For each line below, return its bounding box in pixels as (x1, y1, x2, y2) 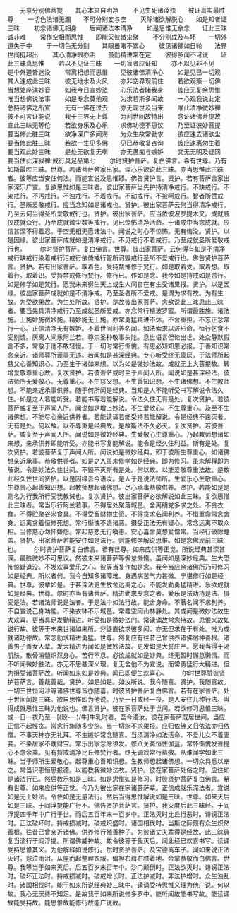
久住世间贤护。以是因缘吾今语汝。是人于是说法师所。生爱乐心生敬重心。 (19, 474, 230, 483)
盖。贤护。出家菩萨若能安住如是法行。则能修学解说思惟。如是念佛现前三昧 (7, 536, 224, 544)
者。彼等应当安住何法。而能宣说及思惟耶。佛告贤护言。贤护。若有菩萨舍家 (7, 174, 224, 182)
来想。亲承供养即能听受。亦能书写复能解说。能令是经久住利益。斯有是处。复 (7, 439, 230, 447)
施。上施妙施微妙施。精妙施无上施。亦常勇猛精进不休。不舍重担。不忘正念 (7, 315, 224, 324)
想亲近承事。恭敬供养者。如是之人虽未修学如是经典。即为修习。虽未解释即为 (7, 457, 230, 465)
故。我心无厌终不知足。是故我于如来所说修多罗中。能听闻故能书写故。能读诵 (7, 890, 230, 897)
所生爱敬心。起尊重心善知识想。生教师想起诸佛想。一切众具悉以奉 (37, 757, 230, 765)
